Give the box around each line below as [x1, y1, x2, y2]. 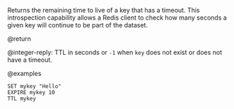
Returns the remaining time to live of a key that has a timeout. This [7, 6, 200, 14]
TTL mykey [7, 95, 37, 102]
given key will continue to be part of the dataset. [7, 21, 148, 29]
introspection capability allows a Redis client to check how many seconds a [7, 13, 228, 22]
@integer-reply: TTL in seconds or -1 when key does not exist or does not [7, 49, 223, 56]
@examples [7, 70, 42, 77]
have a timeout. [7, 56, 53, 64]
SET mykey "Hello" [7, 83, 62, 90]
